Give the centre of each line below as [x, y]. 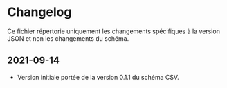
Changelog [39, 12]
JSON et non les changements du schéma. [68, 38]
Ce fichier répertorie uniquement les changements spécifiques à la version [113, 31]
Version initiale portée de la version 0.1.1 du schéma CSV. [98, 77]
